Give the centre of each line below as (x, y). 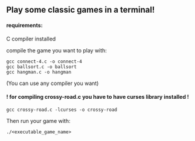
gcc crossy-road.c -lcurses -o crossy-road (62, 110)
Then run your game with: (38, 121)
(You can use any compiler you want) (53, 83)
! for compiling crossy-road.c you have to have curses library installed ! (97, 97)
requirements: (25, 25)
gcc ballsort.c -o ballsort (42, 67)
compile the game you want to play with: (57, 50)
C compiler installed (31, 39)
